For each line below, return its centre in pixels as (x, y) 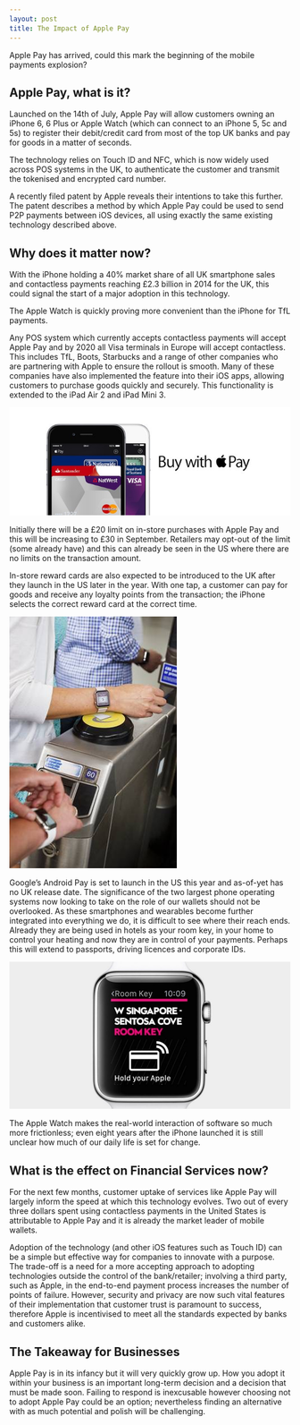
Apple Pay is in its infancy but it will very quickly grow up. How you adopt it (147, 1373)
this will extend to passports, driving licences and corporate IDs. (128, 949)
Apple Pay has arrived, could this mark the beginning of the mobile (132, 55)
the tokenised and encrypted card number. (88, 179)
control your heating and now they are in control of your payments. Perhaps (149, 939)
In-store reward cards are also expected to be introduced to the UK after (142, 575)
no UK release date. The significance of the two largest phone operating (142, 892)
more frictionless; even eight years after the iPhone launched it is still (136, 1133)
